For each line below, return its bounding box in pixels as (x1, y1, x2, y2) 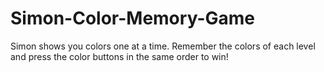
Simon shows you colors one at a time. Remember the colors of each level (10, 40, 316, 52)
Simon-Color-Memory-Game (10, 7, 255, 30)
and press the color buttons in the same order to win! (10, 50, 229, 62)
